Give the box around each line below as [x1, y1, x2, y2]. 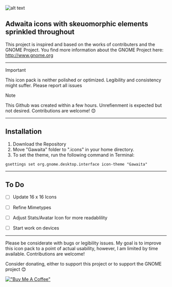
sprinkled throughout [5, 28, 75, 36]
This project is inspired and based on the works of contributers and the [5, 41, 155, 47]
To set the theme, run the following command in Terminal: [12, 152, 135, 158]
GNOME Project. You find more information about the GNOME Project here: [5, 47, 164, 53]
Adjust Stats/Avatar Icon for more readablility [12, 214, 107, 220]
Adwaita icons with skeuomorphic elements [5, 19, 148, 28]
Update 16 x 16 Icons [12, 194, 57, 200]
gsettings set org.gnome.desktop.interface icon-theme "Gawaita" [5, 161, 147, 167]
